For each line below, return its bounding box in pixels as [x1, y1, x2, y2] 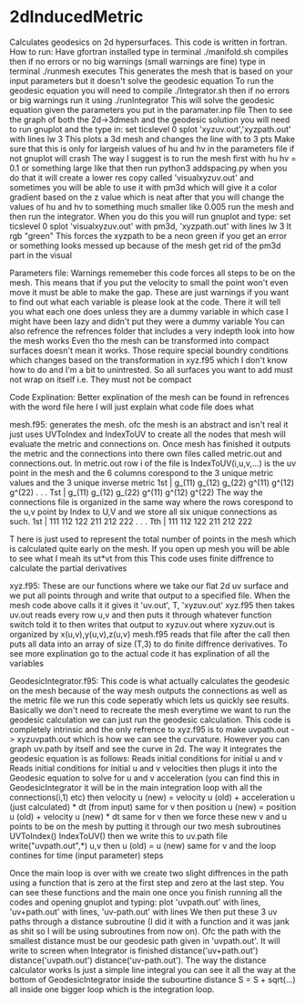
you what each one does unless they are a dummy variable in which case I [9, 305, 289, 316]
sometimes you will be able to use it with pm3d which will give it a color [9, 181, 278, 192]
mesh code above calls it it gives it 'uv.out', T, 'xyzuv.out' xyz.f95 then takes [9, 599, 296, 610]
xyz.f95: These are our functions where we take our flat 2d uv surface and [9, 580, 290, 591]
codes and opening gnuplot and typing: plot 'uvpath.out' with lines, [9, 896, 261, 907]
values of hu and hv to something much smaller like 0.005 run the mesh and [9, 201, 294, 212]
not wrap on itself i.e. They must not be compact [9, 374, 192, 385]
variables [9, 657, 44, 668]
